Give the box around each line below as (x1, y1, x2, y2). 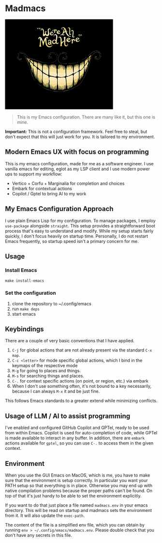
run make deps (12, 306, 40, 312)
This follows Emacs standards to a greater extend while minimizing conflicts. (5, 398, 158, 404)
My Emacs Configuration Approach (5, 205, 114, 213)
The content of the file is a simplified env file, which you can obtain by (5, 522, 145, 527)
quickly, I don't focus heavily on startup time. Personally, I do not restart (5, 233, 148, 239)
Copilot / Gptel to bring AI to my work (12, 191, 87, 196)
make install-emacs (5, 278, 44, 284)
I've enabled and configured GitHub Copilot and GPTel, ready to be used (5, 425, 149, 431)
